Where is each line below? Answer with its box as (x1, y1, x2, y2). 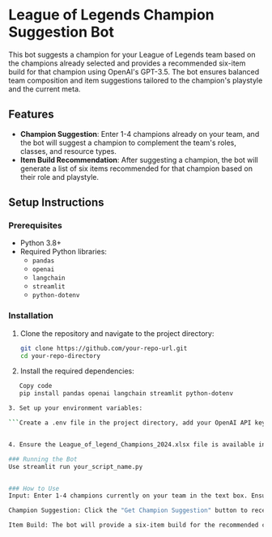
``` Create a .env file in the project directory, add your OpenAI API (8, 419, 252, 427)
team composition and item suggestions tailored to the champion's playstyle (8, 75, 263, 85)
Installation (8, 310, 54, 322)
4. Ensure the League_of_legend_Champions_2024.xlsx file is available (8, 440, 255, 449)
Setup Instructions (8, 196, 104, 210)
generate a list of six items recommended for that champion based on (19, 164, 253, 173)
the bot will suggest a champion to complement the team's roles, (19, 138, 237, 147)
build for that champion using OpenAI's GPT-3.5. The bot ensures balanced (8, 66, 260, 76)
